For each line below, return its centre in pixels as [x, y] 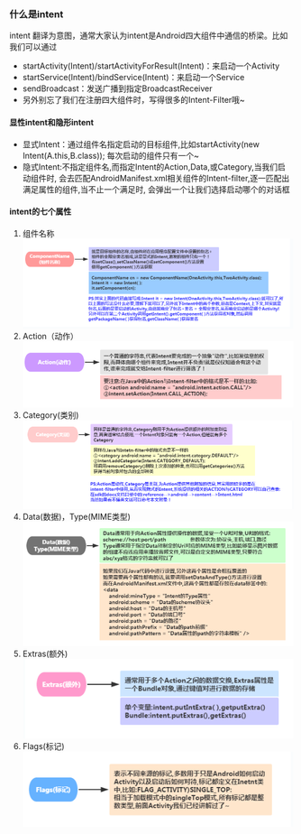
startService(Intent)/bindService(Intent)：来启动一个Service [133, 78]
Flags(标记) [43, 746]
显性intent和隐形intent [52, 122]
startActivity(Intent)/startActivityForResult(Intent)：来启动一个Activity [151, 66]
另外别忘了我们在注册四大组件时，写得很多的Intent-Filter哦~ [133, 100]
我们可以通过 [33, 47]
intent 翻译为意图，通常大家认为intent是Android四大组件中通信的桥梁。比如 [149, 36]
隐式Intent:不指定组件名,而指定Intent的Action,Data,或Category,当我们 [150, 167]
